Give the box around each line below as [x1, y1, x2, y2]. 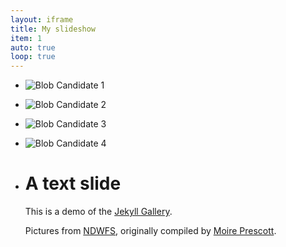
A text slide [24, 172, 122, 195]
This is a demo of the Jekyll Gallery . [24, 206, 173, 218]
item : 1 [10, 33, 43, 43]
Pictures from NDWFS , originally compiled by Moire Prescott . [24, 225, 277, 237]
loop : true [10, 52, 56, 62]
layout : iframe [10, 14, 74, 25]
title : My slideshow [10, 24, 97, 34]
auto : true [10, 42, 56, 53]
